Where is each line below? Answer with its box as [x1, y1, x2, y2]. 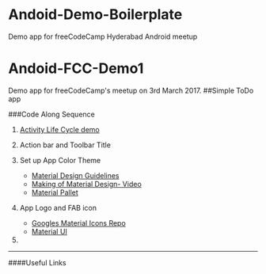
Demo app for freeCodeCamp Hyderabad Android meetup [8, 32, 198, 41]
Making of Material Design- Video [31, 179, 142, 188]
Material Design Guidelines [31, 170, 120, 180]
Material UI [31, 226, 67, 236]
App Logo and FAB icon [19, 203, 97, 212]
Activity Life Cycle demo [19, 124, 101, 134]
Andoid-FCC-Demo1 [8, 59, 144, 78]
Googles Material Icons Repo [31, 218, 127, 227]
